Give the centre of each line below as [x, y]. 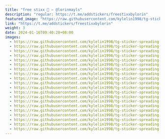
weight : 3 [15, 28]
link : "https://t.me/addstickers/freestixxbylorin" [59, 23]
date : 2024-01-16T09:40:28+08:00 [39, 33]
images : [13, 37]
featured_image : [22, 19]
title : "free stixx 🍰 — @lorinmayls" [44, 10]
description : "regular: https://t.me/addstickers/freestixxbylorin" [77, 14]
